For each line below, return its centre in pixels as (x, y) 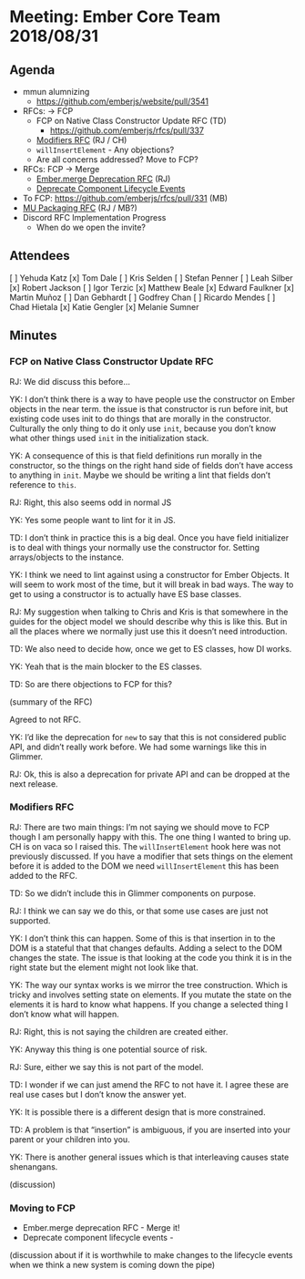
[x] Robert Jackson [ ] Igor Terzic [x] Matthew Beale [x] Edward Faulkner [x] (152, 287)
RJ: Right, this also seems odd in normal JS (91, 502)
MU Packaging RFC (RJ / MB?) (80, 208)
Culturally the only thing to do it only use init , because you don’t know (143, 428)
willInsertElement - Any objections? (105, 150)
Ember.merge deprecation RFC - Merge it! (101, 1228)
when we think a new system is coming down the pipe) (112, 1265)
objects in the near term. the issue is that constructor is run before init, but (149, 408)
